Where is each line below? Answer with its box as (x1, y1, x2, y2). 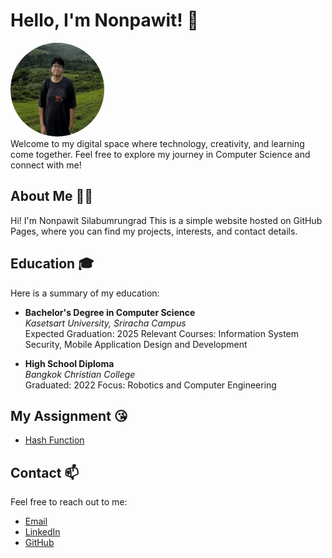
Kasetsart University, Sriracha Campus (24, 317, 187, 329)
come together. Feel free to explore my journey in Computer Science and (10, 148, 311, 160)
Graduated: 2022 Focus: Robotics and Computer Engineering (24, 379, 277, 391)
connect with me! (10, 159, 82, 171)
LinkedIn (24, 526, 61, 538)
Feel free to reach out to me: (10, 496, 128, 508)
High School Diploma (24, 357, 115, 369)
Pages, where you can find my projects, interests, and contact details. (10, 225, 298, 237)
